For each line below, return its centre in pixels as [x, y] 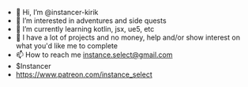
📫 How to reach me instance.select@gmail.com [94, 55]
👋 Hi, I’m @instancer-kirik [57, 12]
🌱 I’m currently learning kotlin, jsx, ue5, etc [85, 29]
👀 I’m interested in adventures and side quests [91, 21]
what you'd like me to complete [67, 46]
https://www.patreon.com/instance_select [84, 74]
